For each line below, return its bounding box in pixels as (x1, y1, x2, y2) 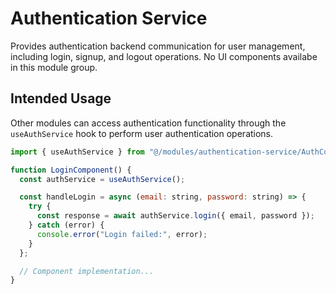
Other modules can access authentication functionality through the (10, 117, 287, 129)
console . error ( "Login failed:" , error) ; (36, 229, 208, 239)
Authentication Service (10, 7, 208, 30)
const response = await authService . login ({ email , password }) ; (36, 211, 315, 221)
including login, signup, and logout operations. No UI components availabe (10, 50, 318, 62)
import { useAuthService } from (10, 147, 145, 157)
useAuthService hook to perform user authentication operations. (10, 127, 274, 139)
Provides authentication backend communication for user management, (10, 40, 306, 52)
